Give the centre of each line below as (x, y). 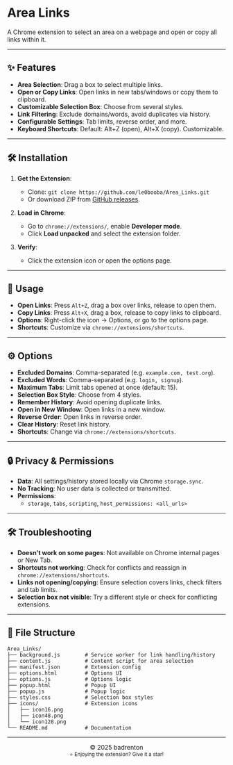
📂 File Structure (41, 633)
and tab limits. (37, 589)
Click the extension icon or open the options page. (100, 260)
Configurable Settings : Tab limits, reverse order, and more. (102, 121)
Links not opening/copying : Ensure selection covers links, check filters (119, 582)
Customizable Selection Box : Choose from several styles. (100, 106)
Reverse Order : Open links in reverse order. (79, 417)
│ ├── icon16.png (35, 709)
